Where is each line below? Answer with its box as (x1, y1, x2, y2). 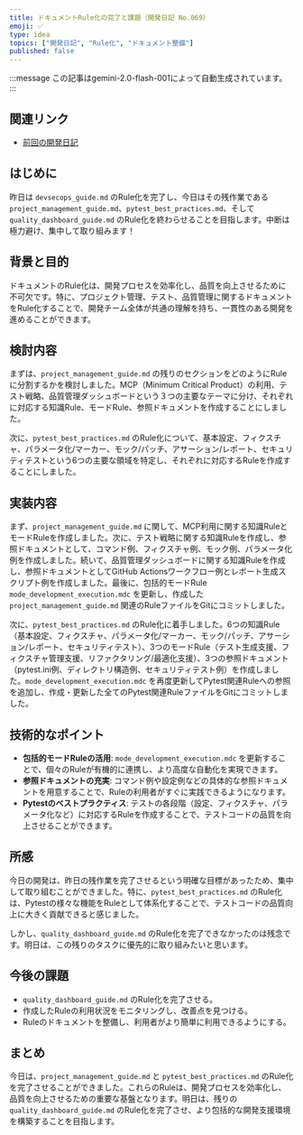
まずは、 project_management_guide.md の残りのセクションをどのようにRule (9, 368, 288, 379)
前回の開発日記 (22, 136, 78, 147)
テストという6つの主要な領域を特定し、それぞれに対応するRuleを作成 (24, 455, 283, 466)
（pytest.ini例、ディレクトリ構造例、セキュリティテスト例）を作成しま (9, 664, 272, 675)
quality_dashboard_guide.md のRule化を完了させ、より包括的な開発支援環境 (9, 1104, 291, 1115)
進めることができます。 (9, 313, 96, 325)
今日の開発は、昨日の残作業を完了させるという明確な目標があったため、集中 (9, 874, 294, 885)
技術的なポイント (9, 727, 105, 743)
